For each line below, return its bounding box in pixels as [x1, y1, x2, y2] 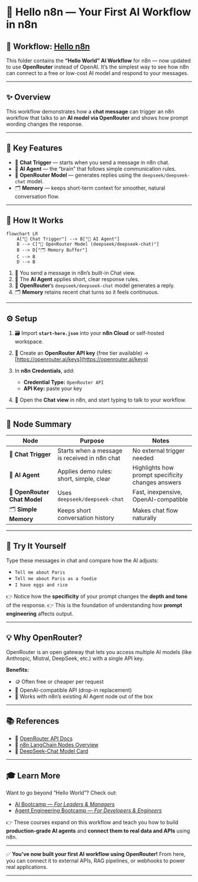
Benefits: [6, 666, 29, 673]
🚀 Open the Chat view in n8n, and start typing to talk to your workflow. [14, 396, 187, 403]
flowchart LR [6, 231, 38, 237]
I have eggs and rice [14, 582, 68, 588]
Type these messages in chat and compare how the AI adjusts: [6, 556, 159, 564]
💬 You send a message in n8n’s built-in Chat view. [14, 269, 136, 276]
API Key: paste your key [23, 385, 82, 392]
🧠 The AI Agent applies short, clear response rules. [14, 276, 140, 283]
